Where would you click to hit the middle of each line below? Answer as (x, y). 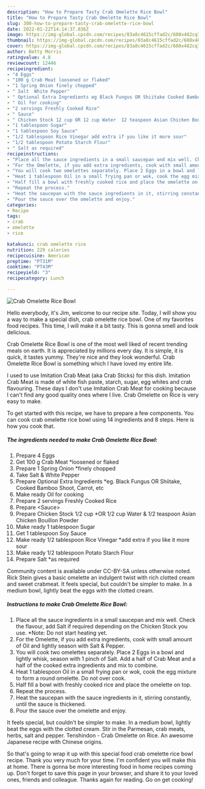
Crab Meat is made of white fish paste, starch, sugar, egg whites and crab (99, 381)
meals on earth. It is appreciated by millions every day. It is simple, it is (95, 350)
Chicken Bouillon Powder (47, 520)
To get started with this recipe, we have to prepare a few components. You (100, 413)
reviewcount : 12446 (32, 63)
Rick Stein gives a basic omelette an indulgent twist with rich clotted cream (101, 577)
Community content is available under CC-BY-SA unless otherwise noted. (99, 571)
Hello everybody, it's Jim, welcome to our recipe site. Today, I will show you (102, 312)
